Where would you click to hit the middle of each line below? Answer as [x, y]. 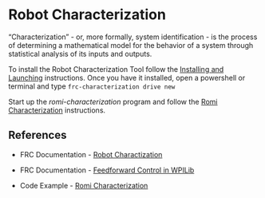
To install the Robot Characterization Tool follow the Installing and [116, 69]
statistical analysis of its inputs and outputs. [80, 53]
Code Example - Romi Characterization [84, 185]
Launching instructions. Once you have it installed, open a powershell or [127, 77]
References [38, 135]
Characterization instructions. [57, 110]
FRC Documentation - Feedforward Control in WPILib [107, 170]
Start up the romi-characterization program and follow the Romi [113, 101]
